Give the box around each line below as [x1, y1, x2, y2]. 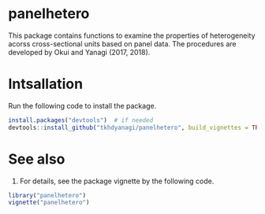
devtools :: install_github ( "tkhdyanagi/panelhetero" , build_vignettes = [8, 124, 248, 131]
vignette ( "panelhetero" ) [8, 198, 90, 207]
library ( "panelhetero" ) [8, 191, 87, 199]
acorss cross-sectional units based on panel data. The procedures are [8, 39, 237, 48]
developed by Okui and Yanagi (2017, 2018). [8, 47, 151, 57]
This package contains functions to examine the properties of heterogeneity [8, 31, 256, 40]
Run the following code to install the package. [8, 101, 157, 110]
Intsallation [8, 76, 84, 93]
